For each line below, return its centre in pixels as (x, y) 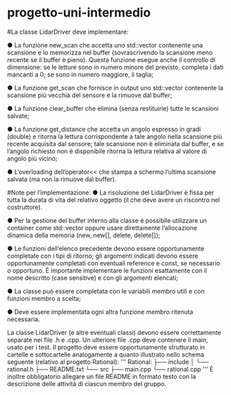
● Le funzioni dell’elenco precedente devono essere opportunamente (106, 248)
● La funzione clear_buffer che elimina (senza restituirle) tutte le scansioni (113, 108)
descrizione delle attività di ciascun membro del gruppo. (87, 383)
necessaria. (23, 319)
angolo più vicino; (32, 158)
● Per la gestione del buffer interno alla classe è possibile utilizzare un (107, 220)
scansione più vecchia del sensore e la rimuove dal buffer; (90, 95)
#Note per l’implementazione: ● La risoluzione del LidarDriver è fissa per (111, 192)
